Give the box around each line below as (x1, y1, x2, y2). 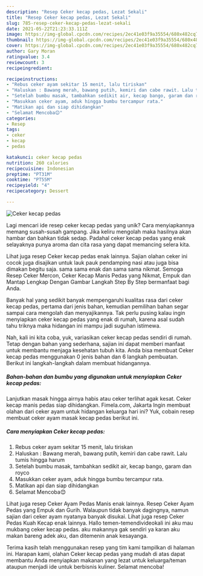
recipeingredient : (6, 65, 53, 71)
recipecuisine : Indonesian (6, 166, 74, 172)
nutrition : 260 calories (6, 160, 69, 166)
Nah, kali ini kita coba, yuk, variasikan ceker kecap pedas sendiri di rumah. (6, 334, 192, 341)
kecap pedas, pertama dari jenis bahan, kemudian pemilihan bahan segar (6, 303, 188, 310)
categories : (6, 115, 36, 121)
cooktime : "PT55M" (6, 176, 53, 183)
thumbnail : (6, 37, 34, 43)
